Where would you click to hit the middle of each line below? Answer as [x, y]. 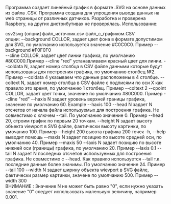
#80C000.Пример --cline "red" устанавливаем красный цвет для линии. [84, 61]
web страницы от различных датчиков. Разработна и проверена [76, 18]
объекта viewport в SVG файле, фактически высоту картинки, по [76, 126]
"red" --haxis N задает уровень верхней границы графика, [82, 99]
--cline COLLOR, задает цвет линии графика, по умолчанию [70, 55]
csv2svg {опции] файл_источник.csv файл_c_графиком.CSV [70, 34]
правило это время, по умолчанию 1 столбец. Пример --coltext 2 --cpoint [86, 88]
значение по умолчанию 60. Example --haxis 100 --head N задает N [79, 104]
